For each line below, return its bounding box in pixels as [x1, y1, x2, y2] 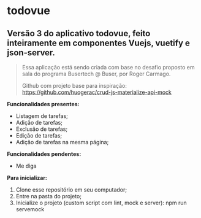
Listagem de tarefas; [15, 112, 68, 120]
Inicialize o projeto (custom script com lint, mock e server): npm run [15, 199, 188, 206]
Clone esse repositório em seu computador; [15, 186, 127, 193]
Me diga [15, 162, 37, 169]
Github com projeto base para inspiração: [21, 82, 127, 89]
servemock [15, 206, 45, 212]
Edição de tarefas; [15, 132, 63, 139]
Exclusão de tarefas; [15, 125, 68, 133]
